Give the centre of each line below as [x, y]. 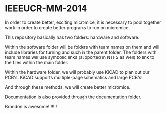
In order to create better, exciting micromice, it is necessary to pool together [83, 22]
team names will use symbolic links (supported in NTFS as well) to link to [80, 57]
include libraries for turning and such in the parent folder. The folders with [81, 52]
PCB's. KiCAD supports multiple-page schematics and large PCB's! [74, 77]
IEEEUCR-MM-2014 [46, 9]
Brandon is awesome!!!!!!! [31, 106]
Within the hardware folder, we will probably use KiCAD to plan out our [78, 72]
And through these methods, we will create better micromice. [68, 87]
